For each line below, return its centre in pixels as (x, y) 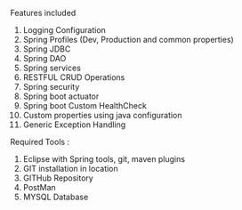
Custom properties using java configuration (102, 115)
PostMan (39, 187)
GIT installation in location (70, 169)
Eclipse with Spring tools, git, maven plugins (104, 159)
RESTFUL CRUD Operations (74, 77)
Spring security (51, 87)
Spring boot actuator (61, 96)
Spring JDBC (47, 49)
